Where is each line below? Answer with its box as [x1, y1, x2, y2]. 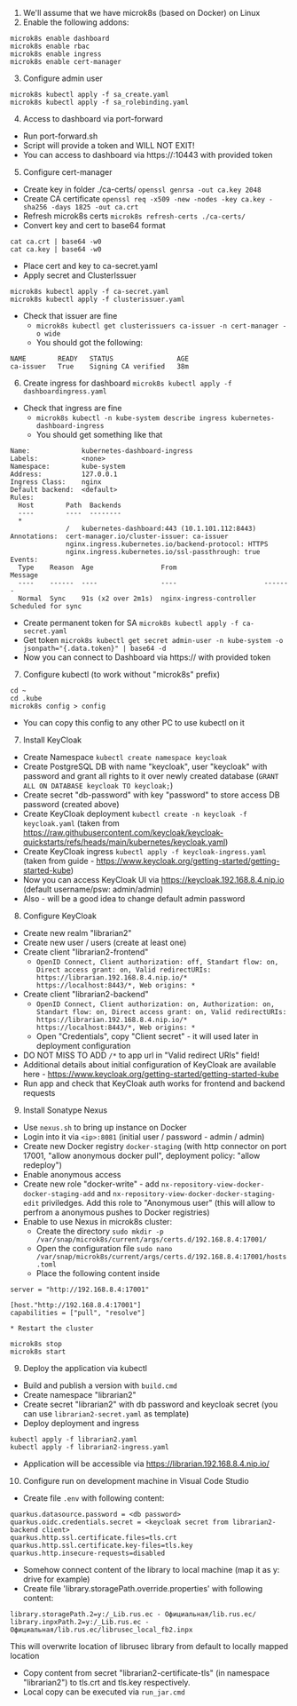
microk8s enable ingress [10, 50, 102, 59]
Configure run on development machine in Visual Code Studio [22, 1476, 249, 1486]
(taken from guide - [22, 856, 95, 866]
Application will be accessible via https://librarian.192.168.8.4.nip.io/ [22, 1458, 270, 1469]
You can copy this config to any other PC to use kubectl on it [22, 718, 245, 727]
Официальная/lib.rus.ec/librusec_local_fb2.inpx [10, 1625, 193, 1634]
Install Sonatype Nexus [22, 1105, 108, 1115]
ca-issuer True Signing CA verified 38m [10, 362, 190, 371]
